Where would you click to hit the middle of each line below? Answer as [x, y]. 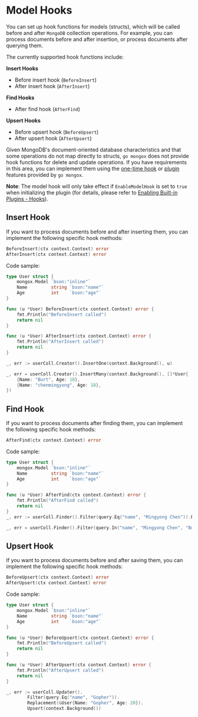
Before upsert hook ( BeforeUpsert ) [57, 132]
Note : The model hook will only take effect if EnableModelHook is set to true [97, 186]
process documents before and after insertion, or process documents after [97, 39]
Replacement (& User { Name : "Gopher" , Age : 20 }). [85, 703]
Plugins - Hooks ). [27, 199]
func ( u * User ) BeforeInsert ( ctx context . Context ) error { [80, 309]
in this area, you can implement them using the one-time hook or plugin [93, 168]
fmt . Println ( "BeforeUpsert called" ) [62, 643]
